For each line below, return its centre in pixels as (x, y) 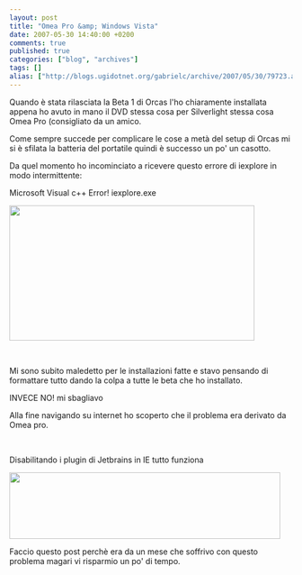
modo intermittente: (46, 175)
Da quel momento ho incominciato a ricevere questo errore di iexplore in (143, 165)
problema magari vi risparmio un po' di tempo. (95, 561)
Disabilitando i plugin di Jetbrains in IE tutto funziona (107, 460)
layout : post (34, 18)
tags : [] (26, 68)
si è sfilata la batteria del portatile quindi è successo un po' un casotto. (140, 148)
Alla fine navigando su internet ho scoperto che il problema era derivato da (148, 415)
